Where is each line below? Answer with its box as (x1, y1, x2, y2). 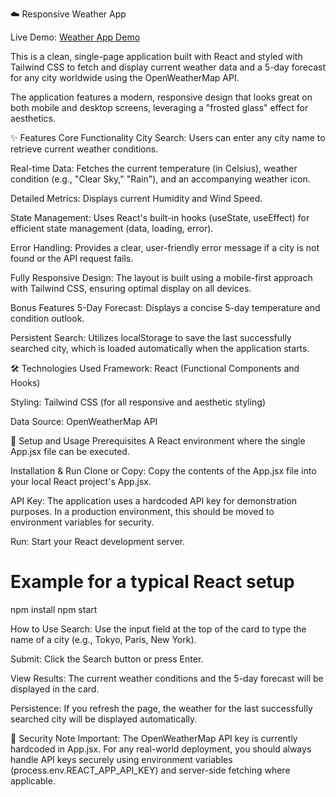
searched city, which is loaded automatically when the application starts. (10, 343, 310, 354)
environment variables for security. (10, 516, 155, 528)
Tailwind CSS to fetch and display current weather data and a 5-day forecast (10, 61, 326, 73)
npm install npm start (10, 603, 98, 615)
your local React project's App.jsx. (10, 476, 152, 487)
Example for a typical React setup (10, 571, 295, 593)
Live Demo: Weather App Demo (10, 31, 141, 43)
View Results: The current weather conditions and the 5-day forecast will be (10, 672, 324, 684)
